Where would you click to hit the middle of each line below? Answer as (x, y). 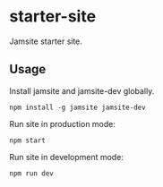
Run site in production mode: (63, 123)
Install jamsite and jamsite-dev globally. (82, 90)
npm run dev (31, 173)
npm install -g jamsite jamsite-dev (77, 107)
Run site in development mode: (66, 157)
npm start (28, 140)
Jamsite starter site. (46, 41)
